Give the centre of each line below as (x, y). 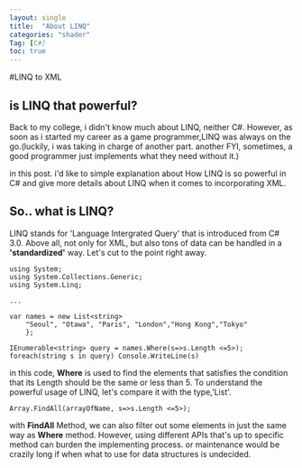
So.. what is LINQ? (62, 212)
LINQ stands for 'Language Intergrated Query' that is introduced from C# (145, 233)
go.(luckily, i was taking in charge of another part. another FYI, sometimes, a (151, 146)
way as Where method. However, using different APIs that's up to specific (146, 435)
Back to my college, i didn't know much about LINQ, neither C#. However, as (151, 126)
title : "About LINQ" (50, 26)
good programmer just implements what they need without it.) (124, 155)
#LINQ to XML (36, 77)
